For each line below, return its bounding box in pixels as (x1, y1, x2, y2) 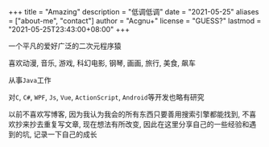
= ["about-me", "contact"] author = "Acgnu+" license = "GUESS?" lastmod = (8, 16, 262, 26)
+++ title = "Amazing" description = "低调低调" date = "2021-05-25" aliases (8, 7, 259, 16)
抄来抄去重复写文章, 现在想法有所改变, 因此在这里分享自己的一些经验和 (14, 120, 250, 129)
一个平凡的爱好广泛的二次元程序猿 (8, 41, 122, 51)
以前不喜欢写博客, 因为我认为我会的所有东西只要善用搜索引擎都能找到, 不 (8, 109, 250, 119)
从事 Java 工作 (8, 76, 52, 84)
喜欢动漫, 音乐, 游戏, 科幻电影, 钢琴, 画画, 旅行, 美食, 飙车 (8, 59, 196, 67)
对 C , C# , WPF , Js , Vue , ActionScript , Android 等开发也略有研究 (8, 92, 205, 102)
